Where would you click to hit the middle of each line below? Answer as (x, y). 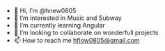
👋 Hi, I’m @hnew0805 (45, 11)
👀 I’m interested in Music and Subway (68, 18)
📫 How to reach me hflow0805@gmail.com (77, 40)
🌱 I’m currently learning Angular (60, 25)
